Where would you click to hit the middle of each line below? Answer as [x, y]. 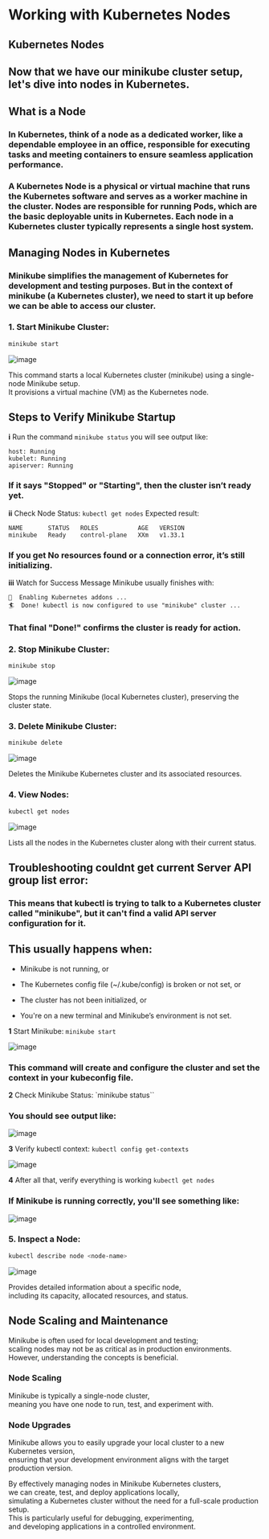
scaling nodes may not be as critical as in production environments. [120, 1348]
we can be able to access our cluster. [82, 306]
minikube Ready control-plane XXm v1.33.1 [96, 535]
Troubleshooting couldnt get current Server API [130, 868]
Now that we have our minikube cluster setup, [126, 71]
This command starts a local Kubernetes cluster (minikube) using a [119, 375]
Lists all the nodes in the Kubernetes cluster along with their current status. [132, 842]
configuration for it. [47, 923]
